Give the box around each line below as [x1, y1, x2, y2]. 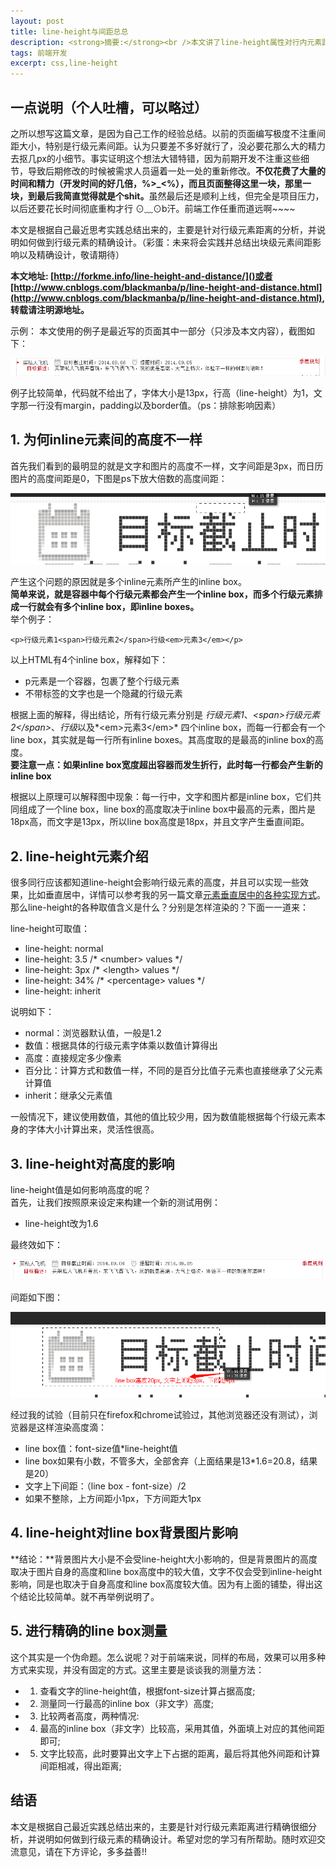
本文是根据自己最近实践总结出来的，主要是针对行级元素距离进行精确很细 [10, 1820, 308, 1832]
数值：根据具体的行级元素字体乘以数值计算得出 [24, 1040, 218, 1052]
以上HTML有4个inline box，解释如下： [10, 654, 169, 666]
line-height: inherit [24, 985, 102, 997]
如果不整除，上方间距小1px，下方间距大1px [24, 1493, 202, 1505]
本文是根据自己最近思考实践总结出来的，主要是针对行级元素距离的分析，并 [10, 223, 317, 235]
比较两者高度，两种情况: [39, 1710, 140, 1722]
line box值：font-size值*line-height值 [24, 1443, 178, 1455]
